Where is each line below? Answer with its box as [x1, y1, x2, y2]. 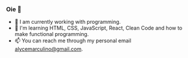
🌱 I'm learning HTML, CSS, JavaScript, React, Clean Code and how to [14, 24, 183, 31]
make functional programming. [14, 31, 89, 38]
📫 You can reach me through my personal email [14, 37, 132, 44]
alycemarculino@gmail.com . [14, 46, 83, 53]
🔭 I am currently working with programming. [14, 19, 121, 26]
